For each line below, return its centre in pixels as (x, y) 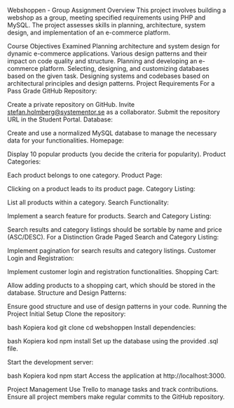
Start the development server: (50, 362)
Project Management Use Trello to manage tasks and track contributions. (113, 389)
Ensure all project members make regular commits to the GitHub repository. (116, 397)
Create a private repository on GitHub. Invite (71, 104)
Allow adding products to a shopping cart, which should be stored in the (111, 285)
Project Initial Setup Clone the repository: (67, 314)
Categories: (24, 162)
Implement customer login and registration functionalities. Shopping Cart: (113, 272)
